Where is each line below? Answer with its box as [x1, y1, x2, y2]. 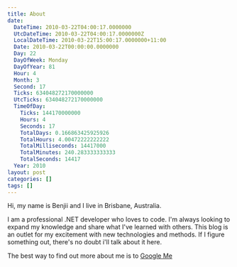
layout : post [7, 168, 46, 176]
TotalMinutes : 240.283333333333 [20, 149, 116, 156]
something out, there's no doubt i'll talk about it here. [7, 238, 162, 246]
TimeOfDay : [13, 103, 46, 110]
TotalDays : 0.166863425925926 [20, 129, 110, 136]
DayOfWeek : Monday [13, 57, 69, 64]
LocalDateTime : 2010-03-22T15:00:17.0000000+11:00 [13, 37, 167, 44]
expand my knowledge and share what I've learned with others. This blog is [7, 223, 228, 231]
